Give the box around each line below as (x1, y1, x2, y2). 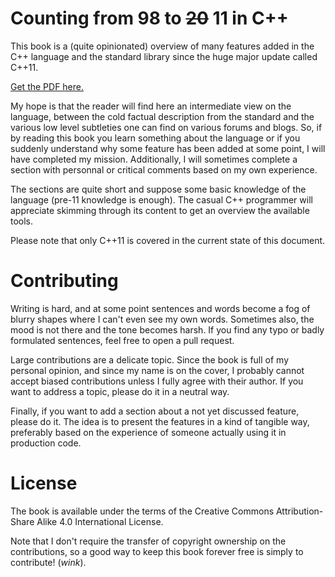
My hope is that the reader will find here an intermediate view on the (10, 100, 292, 112)
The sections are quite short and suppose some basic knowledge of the (10, 183, 307, 195)
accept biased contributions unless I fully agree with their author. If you (10, 375, 304, 387)
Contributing (10, 270, 119, 292)
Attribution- (275, 505, 324, 517)
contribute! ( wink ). (10, 556, 87, 568)
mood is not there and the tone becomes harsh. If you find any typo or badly (10, 323, 325, 336)
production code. (10, 437, 82, 449)
